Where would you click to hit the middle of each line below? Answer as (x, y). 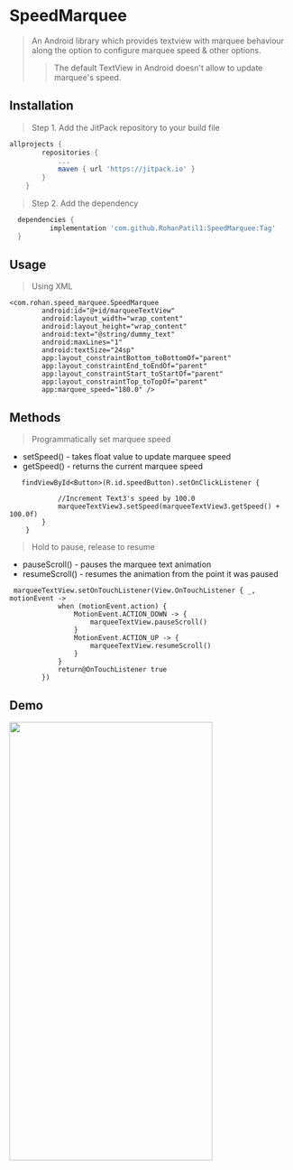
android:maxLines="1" (82, 343)
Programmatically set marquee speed (101, 440)
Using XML (52, 286)
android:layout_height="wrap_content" (114, 327)
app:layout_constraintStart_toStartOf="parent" (133, 374)
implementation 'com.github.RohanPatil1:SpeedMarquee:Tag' (163, 228)
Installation (41, 106)
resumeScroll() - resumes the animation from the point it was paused (151, 574)
